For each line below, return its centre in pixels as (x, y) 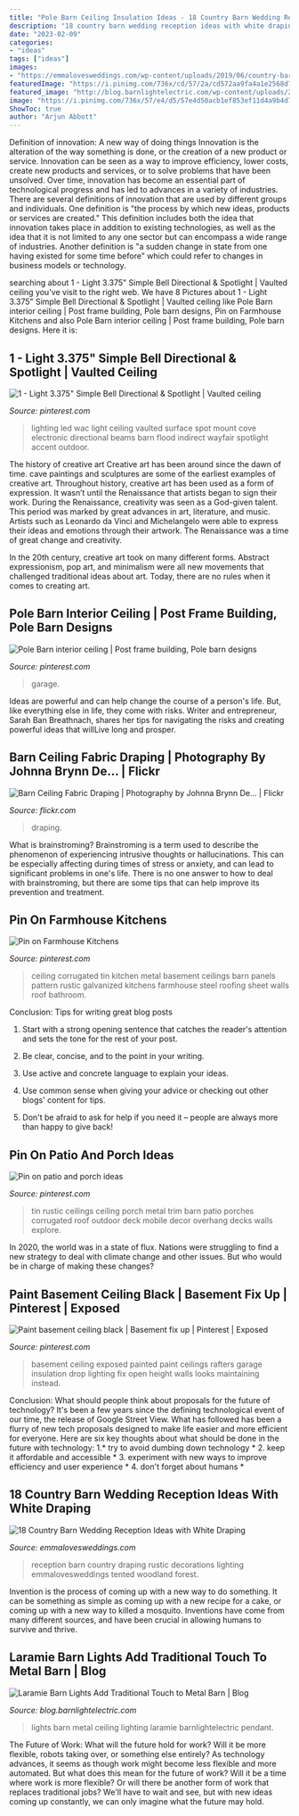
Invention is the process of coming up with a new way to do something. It (143, 1591)
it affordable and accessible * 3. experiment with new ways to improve (138, 1457)
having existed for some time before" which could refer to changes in (136, 256)
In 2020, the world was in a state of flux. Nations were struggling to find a (144, 1247)
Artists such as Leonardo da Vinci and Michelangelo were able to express (144, 521)
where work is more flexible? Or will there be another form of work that (139, 1782)
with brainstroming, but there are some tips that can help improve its (134, 883)
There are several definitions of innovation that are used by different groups (148, 199)
